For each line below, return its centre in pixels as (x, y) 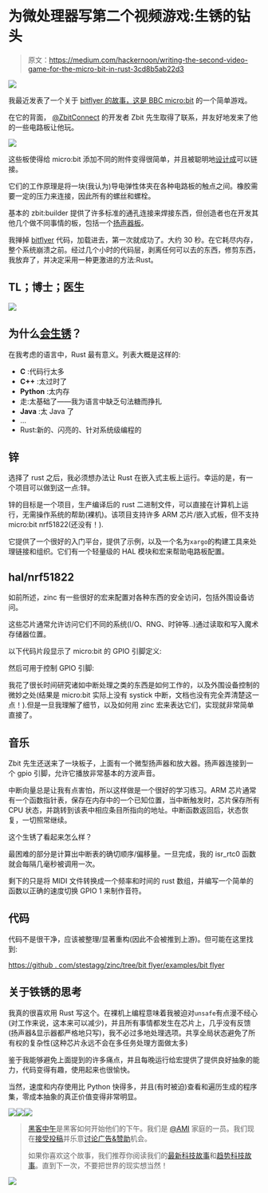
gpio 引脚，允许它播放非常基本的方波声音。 (88, 773)
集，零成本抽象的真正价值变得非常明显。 (75, 1097)
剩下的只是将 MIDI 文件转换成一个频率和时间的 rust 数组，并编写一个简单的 (131, 881)
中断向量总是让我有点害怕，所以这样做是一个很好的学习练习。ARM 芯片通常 (132, 790)
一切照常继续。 (47, 820)
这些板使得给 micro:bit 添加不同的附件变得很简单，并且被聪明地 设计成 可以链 (133, 159)
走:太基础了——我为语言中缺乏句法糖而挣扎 (91, 401)
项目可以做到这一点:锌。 (55, 488)
